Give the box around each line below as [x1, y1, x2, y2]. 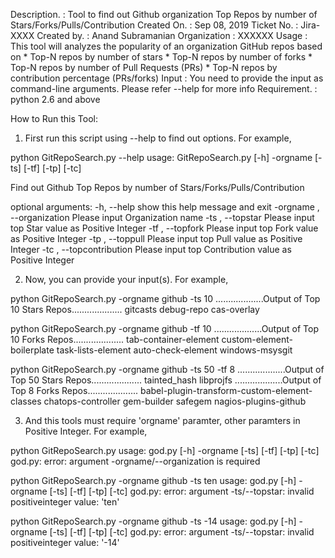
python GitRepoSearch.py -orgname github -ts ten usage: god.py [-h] [10, 475, 297, 486]
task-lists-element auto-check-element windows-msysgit [56, 344, 293, 356]
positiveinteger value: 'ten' [10, 496, 120, 508]
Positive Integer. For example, [24, 425, 148, 437]
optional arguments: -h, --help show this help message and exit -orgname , [10, 201, 320, 213]
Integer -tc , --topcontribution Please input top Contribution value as [10, 244, 292, 255]
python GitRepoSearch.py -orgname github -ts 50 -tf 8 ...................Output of [10, 364, 325, 375]
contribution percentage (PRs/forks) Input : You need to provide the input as [10, 72, 324, 84]
